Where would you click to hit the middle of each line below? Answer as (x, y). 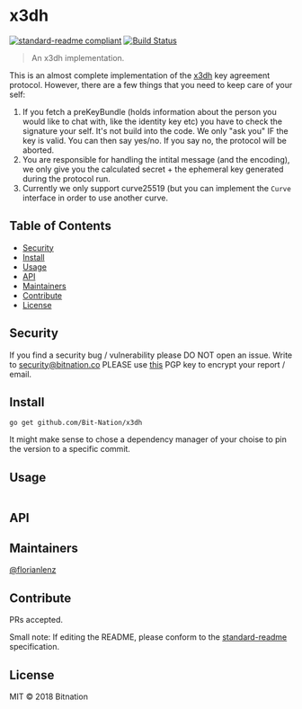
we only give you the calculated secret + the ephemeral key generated (153, 169)
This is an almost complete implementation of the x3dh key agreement (140, 75)
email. (21, 374)
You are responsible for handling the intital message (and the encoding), (156, 159)
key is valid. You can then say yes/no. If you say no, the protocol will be (155, 140)
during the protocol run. (66, 178)
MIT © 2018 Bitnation (49, 696)
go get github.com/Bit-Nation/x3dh (76, 423)
